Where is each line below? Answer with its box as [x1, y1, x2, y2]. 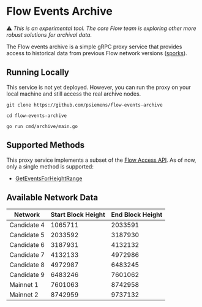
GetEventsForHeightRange [15, 175, 83, 182]
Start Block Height [50, 210, 105, 219]
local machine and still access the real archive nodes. [6, 90, 141, 97]
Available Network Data [6, 192, 99, 203]
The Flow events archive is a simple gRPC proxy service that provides [6, 43, 182, 50]
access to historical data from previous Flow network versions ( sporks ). [6, 49, 188, 56]
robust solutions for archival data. [6, 31, 92, 38]
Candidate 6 [9, 241, 45, 249]
